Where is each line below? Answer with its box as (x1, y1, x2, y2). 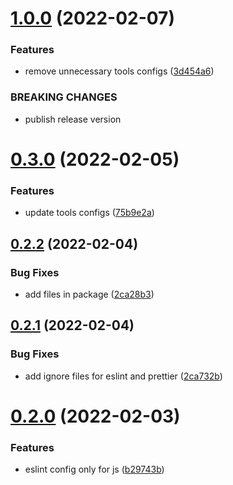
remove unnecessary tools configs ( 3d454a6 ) (24, 65, 215, 77)
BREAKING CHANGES (10, 90, 118, 104)
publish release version (24, 113, 122, 125)
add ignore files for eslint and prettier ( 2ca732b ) (24, 370, 223, 382)
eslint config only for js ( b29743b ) (24, 463, 165, 476)
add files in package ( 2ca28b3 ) (24, 288, 155, 300)
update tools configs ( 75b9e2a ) (24, 207, 155, 219)
